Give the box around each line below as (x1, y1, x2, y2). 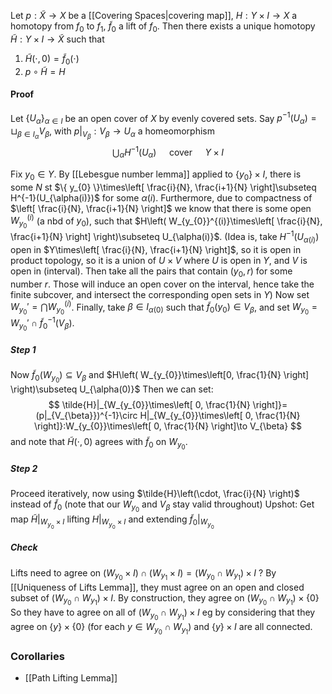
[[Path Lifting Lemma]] (24, 672, 118, 684)
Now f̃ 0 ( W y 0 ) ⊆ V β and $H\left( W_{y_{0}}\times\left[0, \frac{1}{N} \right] (10, 369, 310, 385)
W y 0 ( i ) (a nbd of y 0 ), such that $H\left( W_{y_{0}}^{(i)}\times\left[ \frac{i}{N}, (10, 213, 323, 230)
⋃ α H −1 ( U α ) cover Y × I (111, 145, 225, 160)
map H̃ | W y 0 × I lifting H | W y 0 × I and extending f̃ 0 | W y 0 (10, 513, 215, 530)
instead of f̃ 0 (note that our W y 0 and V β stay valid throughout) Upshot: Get (10, 498, 315, 514)
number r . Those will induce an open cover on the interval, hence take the (10, 278, 315, 290)
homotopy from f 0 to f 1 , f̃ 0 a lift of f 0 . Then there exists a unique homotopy (10, 20, 316, 34)
